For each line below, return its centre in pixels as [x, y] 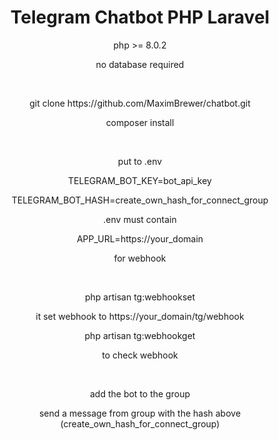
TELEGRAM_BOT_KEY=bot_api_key [140, 180]
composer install [140, 122]
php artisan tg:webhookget [140, 335]
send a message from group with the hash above [140, 413]
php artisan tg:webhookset [140, 297]
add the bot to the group [140, 393]
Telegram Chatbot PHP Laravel [140, 17]
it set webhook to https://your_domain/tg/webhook [140, 316]
